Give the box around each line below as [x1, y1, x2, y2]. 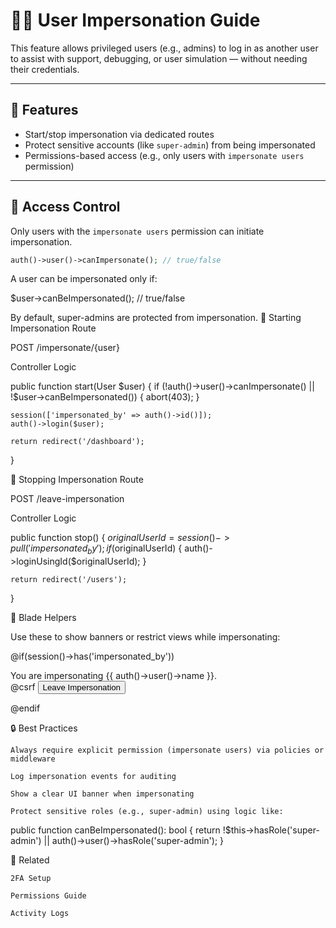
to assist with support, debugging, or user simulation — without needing [10, 52, 308, 64]
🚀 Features [10, 102, 79, 119]
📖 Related [10, 854, 50, 866]
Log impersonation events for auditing [10, 772, 177, 782]
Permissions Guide [10, 891, 87, 901]
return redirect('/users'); [10, 575, 128, 585]
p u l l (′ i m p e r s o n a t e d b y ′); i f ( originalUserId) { [10, 542, 183, 557]
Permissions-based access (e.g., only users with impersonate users [24, 149, 305, 161]
